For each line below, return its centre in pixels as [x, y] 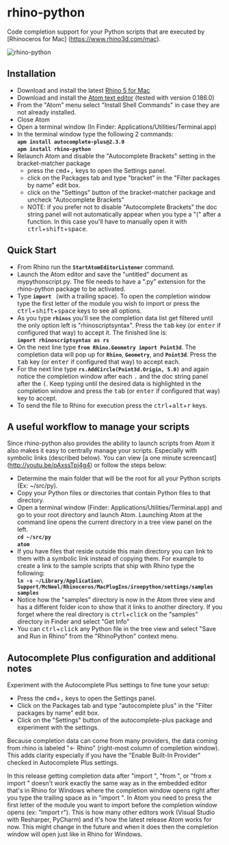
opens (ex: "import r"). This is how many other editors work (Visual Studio [111, 812]
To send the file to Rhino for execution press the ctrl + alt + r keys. [112, 405]
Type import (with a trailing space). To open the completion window [114, 296]
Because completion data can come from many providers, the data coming [112, 741]
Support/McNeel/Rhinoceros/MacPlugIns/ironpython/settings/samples [115, 587]
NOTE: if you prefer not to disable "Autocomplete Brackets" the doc [122, 206]
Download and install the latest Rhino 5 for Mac [83, 90]
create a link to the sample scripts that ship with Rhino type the [106, 566]
